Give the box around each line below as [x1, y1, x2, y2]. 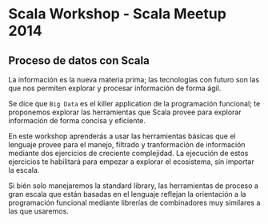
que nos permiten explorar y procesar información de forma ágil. [8, 83, 222, 93]
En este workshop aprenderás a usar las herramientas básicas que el [8, 131, 236, 141]
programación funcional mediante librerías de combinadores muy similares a [8, 198, 261, 207]
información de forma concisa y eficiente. [8, 116, 146, 125]
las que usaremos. [8, 206, 70, 216]
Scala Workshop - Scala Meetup [8, 5, 226, 23]
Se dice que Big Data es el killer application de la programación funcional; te [8, 99, 261, 108]
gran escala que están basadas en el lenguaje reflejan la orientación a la [8, 190, 246, 198]
